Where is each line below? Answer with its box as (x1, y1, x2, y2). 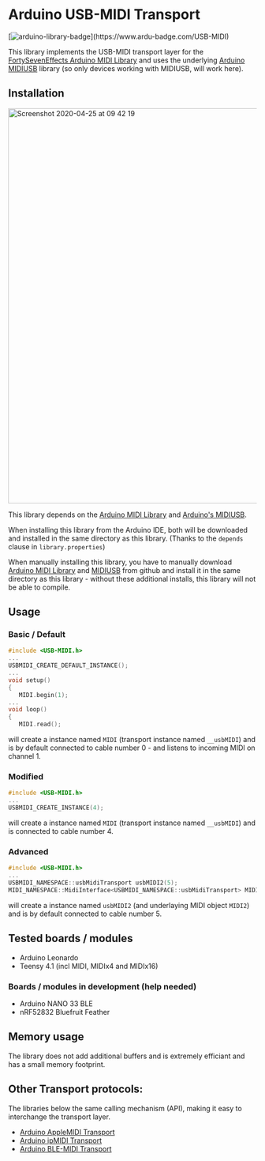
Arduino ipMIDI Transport (19, 1136, 103, 1145)
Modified (8, 771, 44, 782)
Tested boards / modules (8, 932, 133, 945)
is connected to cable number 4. (8, 826, 114, 835)
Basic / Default (8, 629, 65, 640)
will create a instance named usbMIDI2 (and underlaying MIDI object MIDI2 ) (8, 900, 250, 910)
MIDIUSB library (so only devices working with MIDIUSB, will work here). (8, 63, 244, 73)
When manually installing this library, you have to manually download (8, 557, 233, 567)
